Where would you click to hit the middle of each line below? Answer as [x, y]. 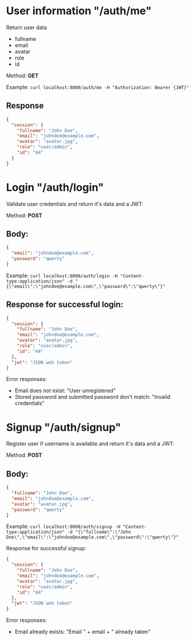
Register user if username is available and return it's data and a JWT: [90, 444]
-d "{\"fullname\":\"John [99, 532]
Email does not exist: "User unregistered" [65, 391]
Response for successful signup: [46, 548]
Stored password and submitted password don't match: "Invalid [92, 397]
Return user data [27, 27]
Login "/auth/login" [55, 187]
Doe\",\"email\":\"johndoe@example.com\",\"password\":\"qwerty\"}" [92, 537]
